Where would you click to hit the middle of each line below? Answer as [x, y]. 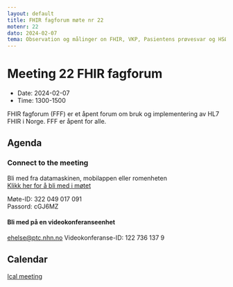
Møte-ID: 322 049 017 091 [44, 199]
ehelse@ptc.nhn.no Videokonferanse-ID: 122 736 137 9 [86, 238]
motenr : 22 [23, 26]
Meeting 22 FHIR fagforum [85, 74]
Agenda [25, 143]
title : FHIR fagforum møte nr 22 [55, 20]
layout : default [31, 14]
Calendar [27, 260]
